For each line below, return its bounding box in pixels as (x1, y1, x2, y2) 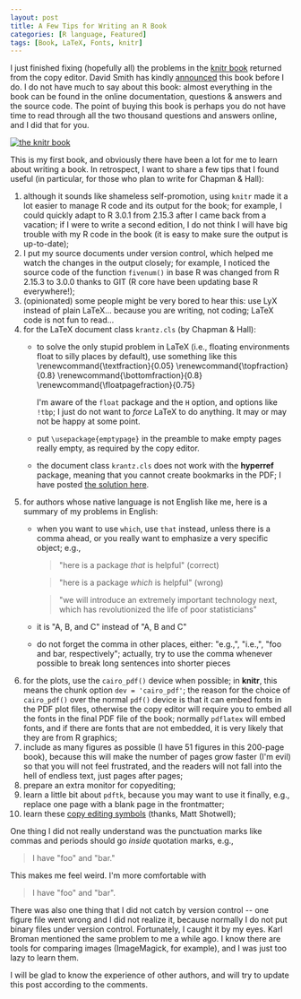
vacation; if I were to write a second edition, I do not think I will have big (22, 220, 288, 230)
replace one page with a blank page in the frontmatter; (22, 799, 225, 810)
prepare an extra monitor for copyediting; (22, 780, 176, 791)
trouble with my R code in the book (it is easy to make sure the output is (22, 229, 288, 240)
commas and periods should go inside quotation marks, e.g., (10, 835, 234, 847)
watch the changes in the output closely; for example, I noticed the (22, 257, 271, 269)
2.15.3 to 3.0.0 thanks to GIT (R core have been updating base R (22, 277, 259, 288)
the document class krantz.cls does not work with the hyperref (36, 461, 274, 471)
